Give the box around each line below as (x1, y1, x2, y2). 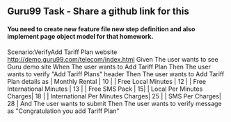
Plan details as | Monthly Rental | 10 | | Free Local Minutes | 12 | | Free (7, 77, 207, 85)
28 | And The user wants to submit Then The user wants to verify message (7, 99, 222, 107)
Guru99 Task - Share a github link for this (7, 6, 190, 17)
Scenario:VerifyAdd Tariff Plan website (7, 48, 118, 56)
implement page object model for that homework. (7, 32, 154, 40)
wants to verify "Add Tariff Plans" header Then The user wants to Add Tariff (7, 69, 225, 78)
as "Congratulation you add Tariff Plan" (7, 107, 120, 115)
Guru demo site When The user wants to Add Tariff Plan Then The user (7, 62, 211, 71)
